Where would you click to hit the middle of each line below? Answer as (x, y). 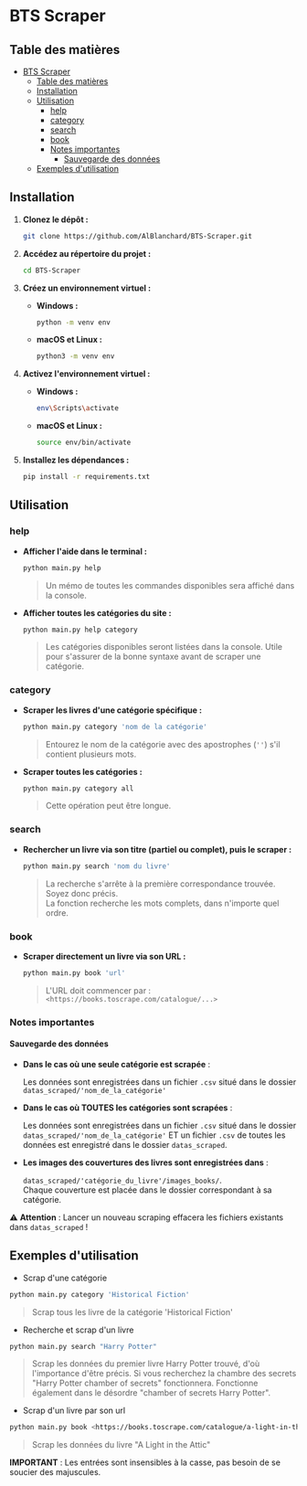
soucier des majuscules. (55, 1472)
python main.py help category (80, 630)
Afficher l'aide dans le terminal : (85, 551)
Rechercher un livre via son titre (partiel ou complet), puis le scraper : (157, 849)
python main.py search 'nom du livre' (96, 866)
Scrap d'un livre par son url (74, 1411)
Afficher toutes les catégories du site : (97, 612)
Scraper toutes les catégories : (83, 771)
